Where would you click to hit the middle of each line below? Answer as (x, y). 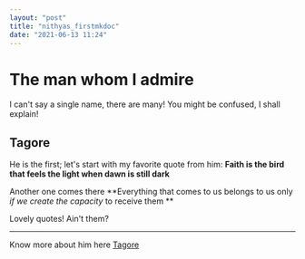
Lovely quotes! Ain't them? (59, 219)
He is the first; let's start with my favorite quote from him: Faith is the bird (147, 165)
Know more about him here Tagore (74, 245)
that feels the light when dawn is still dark (89, 174)
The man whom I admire (102, 79)
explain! (24, 114)
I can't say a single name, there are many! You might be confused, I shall (145, 104)
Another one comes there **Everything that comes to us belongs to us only (151, 192)
